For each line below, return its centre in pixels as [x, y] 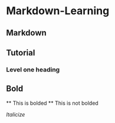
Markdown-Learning [58, 11]
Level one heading [33, 69]
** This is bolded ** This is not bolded [52, 103]
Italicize [16, 114]
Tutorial [21, 52]
